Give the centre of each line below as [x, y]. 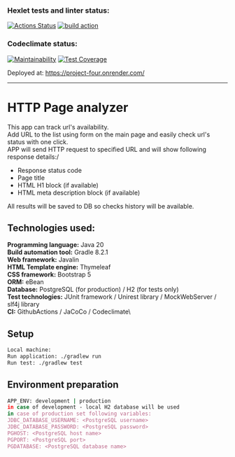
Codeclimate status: [43, 44]
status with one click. [38, 141]
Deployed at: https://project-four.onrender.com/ [76, 73]
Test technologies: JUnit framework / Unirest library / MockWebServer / [112, 297]
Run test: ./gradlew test [45, 363]
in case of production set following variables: [79, 414]
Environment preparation [63, 385]
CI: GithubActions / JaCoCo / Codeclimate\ [69, 312]
